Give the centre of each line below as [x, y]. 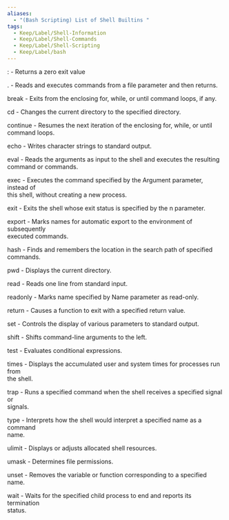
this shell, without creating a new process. [67, 195]
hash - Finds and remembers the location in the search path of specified [110, 249]
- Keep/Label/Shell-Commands [55, 39]
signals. [18, 406]
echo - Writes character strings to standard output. [79, 146]
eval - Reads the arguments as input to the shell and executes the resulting [113, 159]
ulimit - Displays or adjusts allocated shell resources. [82, 448]
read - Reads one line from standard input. [67, 283]
